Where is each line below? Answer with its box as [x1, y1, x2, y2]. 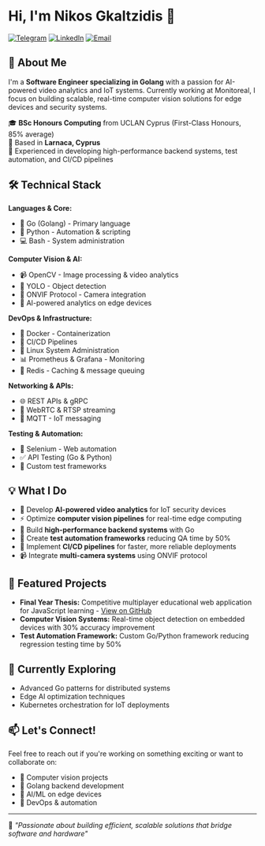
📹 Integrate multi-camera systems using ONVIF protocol [19, 551, 207, 560]
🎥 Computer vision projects [19, 773, 109, 782]
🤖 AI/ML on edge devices [19, 789, 103, 799]
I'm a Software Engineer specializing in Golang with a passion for [8, 77, 224, 86]
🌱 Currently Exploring [8, 662, 117, 676]
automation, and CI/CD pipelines [8, 154, 114, 164]
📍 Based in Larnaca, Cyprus [8, 137, 101, 147]
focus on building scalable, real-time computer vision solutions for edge [8, 94, 242, 103]
